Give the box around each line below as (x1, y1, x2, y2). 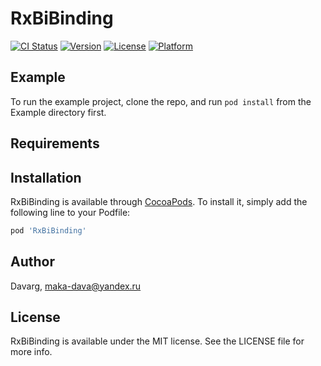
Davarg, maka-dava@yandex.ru (10, 280, 142, 292)
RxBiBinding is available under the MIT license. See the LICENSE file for (10, 335, 305, 347)
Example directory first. (10, 106, 107, 118)
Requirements (10, 135, 100, 152)
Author (10, 253, 55, 271)
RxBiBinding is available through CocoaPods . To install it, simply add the (10, 195, 308, 207)
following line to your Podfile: (10, 206, 131, 218)
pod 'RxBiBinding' (10, 225, 87, 236)
